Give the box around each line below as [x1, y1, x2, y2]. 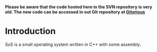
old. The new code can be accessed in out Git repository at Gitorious [5, 9, 145, 15]
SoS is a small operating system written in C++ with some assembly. [5, 42, 141, 47]
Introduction [5, 26, 56, 37]
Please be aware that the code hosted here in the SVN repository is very [5, 4, 153, 10]
